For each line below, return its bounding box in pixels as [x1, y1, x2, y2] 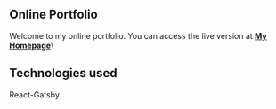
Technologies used [9, 66, 118, 81]
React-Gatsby [9, 89, 61, 100]
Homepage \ [9, 40, 54, 51]
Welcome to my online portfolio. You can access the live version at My [9, 30, 267, 41]
